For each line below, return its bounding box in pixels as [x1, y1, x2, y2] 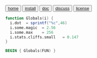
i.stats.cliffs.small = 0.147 [10, 34, 79, 40]
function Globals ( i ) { [5, 16, 54, 21]
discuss [55, 6, 70, 11]
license [76, 6, 89, 11]
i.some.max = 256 [10, 30, 54, 35]
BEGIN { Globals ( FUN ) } [5, 48, 56, 53]
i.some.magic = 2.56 [10, 25, 56, 30]
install [25, 6, 36, 11]
